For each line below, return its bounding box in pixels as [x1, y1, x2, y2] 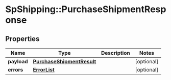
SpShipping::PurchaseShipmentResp [5, 4, 166, 15]
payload [8, 58, 28, 65]
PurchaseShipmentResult [33, 58, 96, 65]
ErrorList [33, 66, 55, 73]
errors [8, 66, 23, 73]
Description [101, 50, 130, 56]
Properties [5, 34, 40, 43]
